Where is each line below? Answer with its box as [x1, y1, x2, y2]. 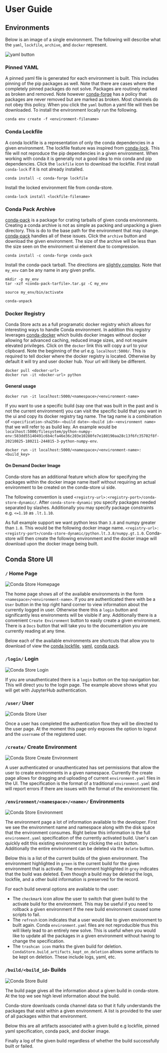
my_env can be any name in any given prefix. [5, 267, 96, 273]
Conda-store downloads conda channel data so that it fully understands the [5, 1002, 161, 1008]
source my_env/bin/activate [5, 290, 64, 295]
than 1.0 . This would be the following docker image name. [5, 525, 125, 530]
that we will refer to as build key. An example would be [5, 424, 117, 430]
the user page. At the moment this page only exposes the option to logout [5, 725, 157, 731]
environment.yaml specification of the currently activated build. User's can [5, 835, 158, 841]
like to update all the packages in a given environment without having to [12, 933, 160, 939]
